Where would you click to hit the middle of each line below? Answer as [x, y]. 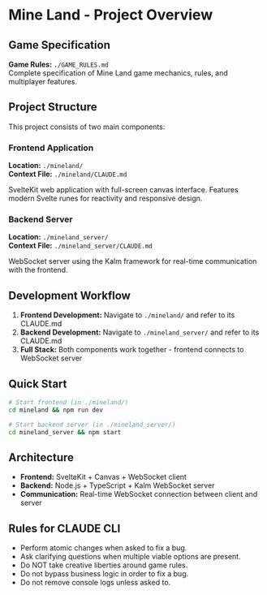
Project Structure [53, 107]
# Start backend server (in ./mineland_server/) [92, 425]
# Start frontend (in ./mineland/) [69, 403]
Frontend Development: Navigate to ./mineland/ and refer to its [127, 315]
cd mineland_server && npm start [65, 432]
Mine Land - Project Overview [111, 15]
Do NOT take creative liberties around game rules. [104, 565]
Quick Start [38, 384]
